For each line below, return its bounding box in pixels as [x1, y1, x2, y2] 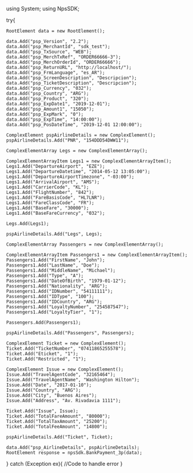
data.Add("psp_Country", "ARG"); [6, 90, 89, 96]
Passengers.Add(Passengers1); [6, 319, 82, 325]
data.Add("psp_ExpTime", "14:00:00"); [6, 117, 102, 123]
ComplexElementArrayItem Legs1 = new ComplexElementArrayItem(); [6, 158, 172, 164]
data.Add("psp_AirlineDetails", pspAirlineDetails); [6, 444, 140, 450]
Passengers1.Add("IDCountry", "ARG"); [6, 299, 102, 305]
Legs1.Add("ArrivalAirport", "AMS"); [6, 179, 100, 185]
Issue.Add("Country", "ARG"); [6, 387, 82, 393]
